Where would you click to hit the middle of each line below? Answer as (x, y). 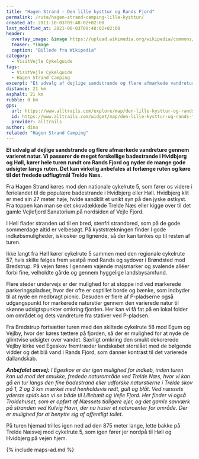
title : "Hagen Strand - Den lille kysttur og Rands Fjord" (81, 12)
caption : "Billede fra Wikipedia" (54, 50)
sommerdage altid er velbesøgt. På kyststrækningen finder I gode (86, 230)
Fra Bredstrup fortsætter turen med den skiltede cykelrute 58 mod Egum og (98, 327)
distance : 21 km (26, 89)
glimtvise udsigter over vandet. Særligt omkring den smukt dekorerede (92, 339)
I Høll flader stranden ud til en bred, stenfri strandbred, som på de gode (93, 223)
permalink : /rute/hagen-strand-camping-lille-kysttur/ (75, 17)
